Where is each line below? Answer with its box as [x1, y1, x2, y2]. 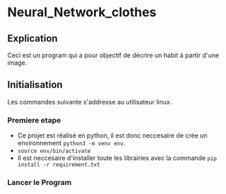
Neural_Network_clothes [7, 4, 157, 20]
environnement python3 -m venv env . [17, 139, 126, 147]
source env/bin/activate [17, 147, 91, 155]
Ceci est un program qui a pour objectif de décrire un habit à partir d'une [7, 51, 220, 59]
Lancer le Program [7, 178, 72, 188]
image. [7, 59, 28, 67]
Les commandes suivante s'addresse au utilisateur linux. [7, 97, 172, 106]
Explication [7, 32, 58, 44]
